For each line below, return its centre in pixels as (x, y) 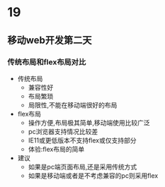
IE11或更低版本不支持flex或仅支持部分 (82, 140)
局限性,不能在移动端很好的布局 (73, 105)
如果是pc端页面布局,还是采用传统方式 (82, 167)
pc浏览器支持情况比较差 (63, 131)
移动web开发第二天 (50, 40)
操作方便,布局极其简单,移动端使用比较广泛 (89, 122)
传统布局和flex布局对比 (47, 62)
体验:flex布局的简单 (56, 149)
